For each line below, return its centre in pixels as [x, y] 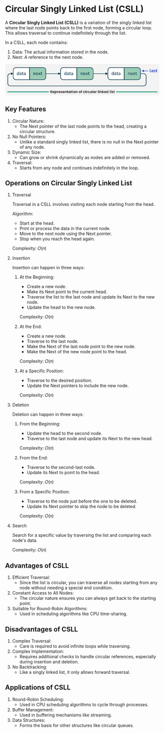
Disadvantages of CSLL [42, 629]
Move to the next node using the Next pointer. [66, 234]
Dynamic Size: [27, 152]
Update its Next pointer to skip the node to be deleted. [82, 506]
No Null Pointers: [29, 137]
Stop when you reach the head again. [57, 239]
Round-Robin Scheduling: [38, 699]
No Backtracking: [30, 667]
